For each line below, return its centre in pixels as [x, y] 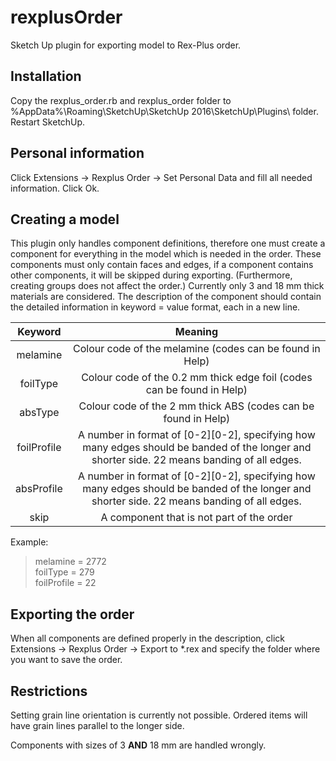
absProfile [39, 489]
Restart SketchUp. [48, 122]
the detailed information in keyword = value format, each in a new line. [155, 307]
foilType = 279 [64, 572]
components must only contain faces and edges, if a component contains [162, 265]
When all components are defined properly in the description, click [147, 638]
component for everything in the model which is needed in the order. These [166, 254]
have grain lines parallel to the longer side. [97, 725]
